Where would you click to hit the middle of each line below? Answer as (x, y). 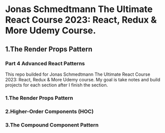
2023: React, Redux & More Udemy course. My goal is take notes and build (83, 79)
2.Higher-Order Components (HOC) (49, 111)
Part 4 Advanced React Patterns (45, 63)
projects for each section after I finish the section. (57, 85)
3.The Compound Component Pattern (52, 125)
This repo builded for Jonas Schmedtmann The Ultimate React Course (78, 74)
